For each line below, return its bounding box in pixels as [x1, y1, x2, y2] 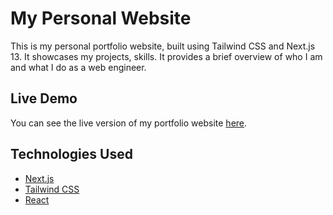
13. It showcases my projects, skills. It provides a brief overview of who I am [10, 50, 323, 62]
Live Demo [10, 90, 78, 107]
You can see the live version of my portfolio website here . [10, 117, 248, 129]
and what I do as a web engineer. [10, 61, 147, 73]
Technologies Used [10, 146, 133, 163]
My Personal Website [10, 7, 192, 30]
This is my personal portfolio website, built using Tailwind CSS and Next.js [10, 40, 316, 52]
